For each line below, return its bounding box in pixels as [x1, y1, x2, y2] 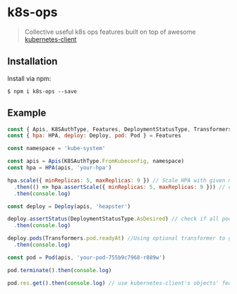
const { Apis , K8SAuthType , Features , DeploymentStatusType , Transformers [7, 125, 232, 133]
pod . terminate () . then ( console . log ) [7, 267, 112, 274]
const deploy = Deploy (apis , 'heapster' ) [7, 202, 131, 210]
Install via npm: [7, 74, 51, 82]
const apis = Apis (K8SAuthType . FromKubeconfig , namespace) [7, 158, 185, 165]
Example [7, 107, 47, 119]
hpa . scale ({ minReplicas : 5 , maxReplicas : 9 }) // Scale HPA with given [7, 177, 226, 184]
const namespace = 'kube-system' [7, 145, 106, 152]
